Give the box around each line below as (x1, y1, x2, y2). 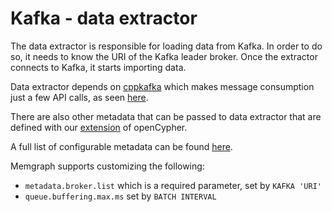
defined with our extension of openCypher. (10, 121, 188, 133)
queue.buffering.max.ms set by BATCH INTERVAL (24, 190, 217, 202)
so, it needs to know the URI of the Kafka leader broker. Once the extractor (10, 50, 318, 62)
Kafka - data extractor (10, 7, 198, 30)
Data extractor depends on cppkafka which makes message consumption (10, 80, 315, 92)
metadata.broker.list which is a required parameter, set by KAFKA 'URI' (24, 179, 322, 191)
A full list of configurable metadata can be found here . (10, 140, 233, 152)
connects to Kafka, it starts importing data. (10, 61, 187, 73)
